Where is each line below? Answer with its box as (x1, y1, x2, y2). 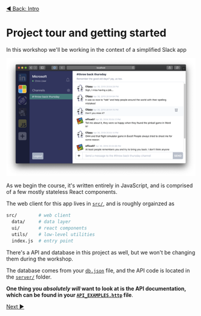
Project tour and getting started (6, 26, 167, 40)
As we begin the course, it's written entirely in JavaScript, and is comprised (6, 182, 193, 189)
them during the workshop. (6, 255, 74, 262)
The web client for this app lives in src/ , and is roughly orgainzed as (6, 200, 175, 207)
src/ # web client (6, 212, 71, 218)
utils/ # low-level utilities (11, 232, 95, 238)
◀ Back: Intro (6, 5, 40, 12)
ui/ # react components (11, 225, 87, 231)
